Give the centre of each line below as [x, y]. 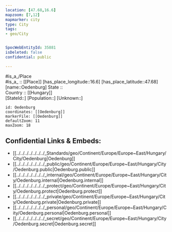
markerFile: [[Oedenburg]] [34, 116]
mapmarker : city [23, 19]
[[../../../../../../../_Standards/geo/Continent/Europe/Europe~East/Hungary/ [89, 153]
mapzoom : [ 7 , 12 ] [23, 15]
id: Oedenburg [20, 107]
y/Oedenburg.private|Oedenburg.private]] [57, 202]
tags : [11, 29]
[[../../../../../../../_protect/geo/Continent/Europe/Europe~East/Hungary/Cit [89, 186]
